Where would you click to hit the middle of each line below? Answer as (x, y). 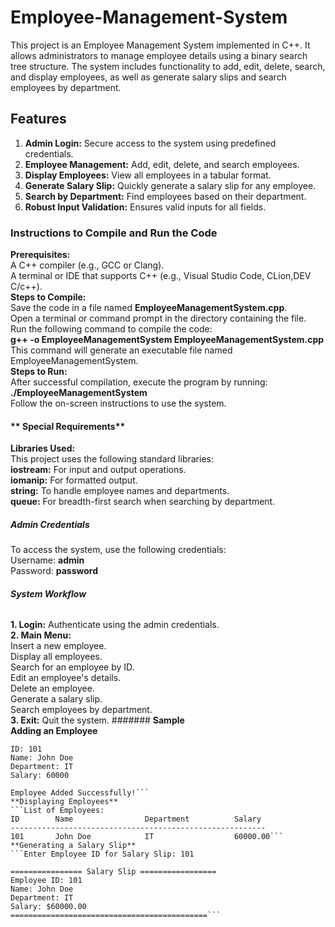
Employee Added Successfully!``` (80, 793)
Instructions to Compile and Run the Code (114, 233)
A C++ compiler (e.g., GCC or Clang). (87, 265)
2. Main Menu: (41, 635)
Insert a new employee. (58, 646)
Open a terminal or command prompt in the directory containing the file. (158, 318)
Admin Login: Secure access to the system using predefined (150, 143)
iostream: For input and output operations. (98, 470)
